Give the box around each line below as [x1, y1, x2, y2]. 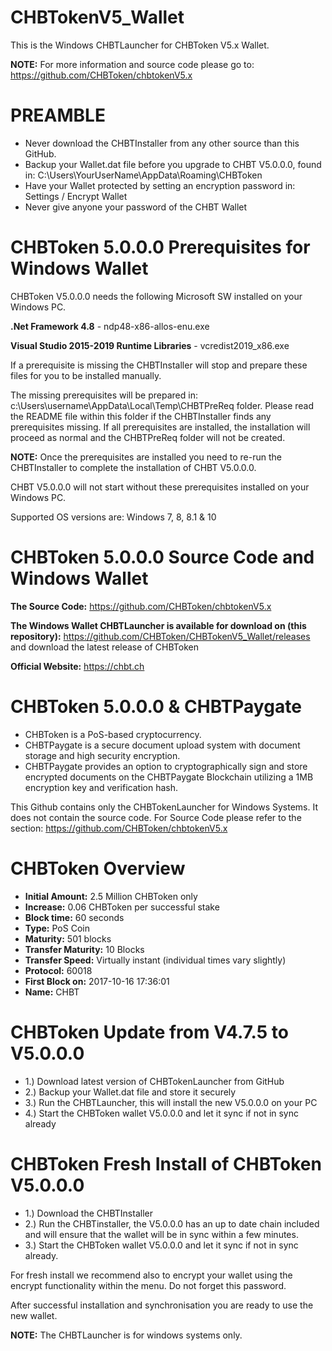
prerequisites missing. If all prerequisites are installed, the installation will [10, 421, 311, 433]
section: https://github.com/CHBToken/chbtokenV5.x [10, 822, 228, 834]
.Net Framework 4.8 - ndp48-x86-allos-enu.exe [10, 320, 210, 332]
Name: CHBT [24, 986, 80, 998]
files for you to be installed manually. [10, 369, 162, 381]
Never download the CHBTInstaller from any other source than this [24, 137, 300, 149]
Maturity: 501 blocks [24, 932, 112, 945]
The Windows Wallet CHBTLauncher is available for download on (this [10, 619, 307, 631]
